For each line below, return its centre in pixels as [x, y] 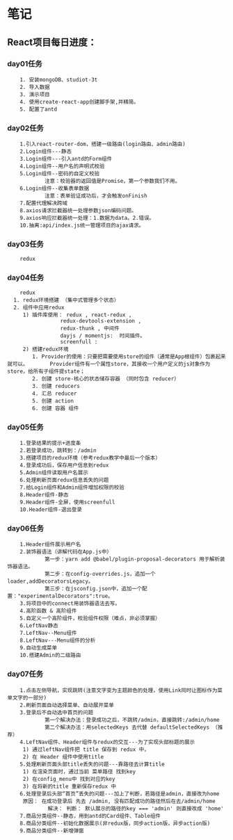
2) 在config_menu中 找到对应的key [69, 779]
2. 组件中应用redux [39, 307]
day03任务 [25, 244]
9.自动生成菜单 [39, 648]
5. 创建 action [53, 401]
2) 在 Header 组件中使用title [63, 757]
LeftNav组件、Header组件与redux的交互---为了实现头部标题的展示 [110, 742]
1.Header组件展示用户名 [50, 544]
